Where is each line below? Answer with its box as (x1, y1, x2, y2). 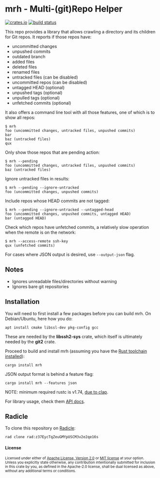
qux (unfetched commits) (5, 243, 55, 248)
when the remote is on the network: (5, 229, 76, 235)
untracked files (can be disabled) (12, 74, 79, 80)
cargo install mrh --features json (5, 381, 77, 385)
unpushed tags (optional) (12, 90, 63, 96)
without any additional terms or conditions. (5, 468, 76, 473)
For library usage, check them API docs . (5, 398, 85, 404)
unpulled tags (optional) (12, 95, 60, 100)
